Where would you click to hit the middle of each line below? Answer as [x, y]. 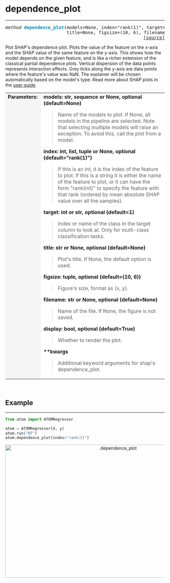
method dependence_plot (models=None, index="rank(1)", [75, 27]
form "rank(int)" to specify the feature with [109, 188]
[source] [154, 38]
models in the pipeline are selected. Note [107, 121]
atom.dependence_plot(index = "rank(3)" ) [47, 438]
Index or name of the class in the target [104, 224]
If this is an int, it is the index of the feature [108, 169]
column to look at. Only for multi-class [103, 230]
